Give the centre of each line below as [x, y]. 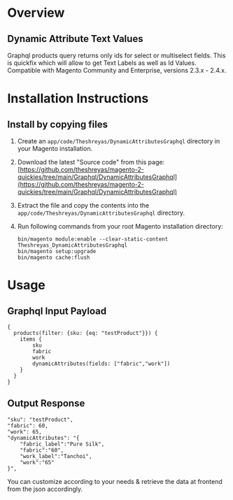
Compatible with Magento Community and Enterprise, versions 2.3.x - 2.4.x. [117, 70]
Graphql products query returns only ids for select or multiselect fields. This [116, 55]
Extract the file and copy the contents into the [83, 205]
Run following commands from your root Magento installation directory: [120, 226]
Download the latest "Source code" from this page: [91, 162]
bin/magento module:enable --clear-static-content [93, 239]
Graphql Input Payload [57, 311]
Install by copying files [58, 124]
